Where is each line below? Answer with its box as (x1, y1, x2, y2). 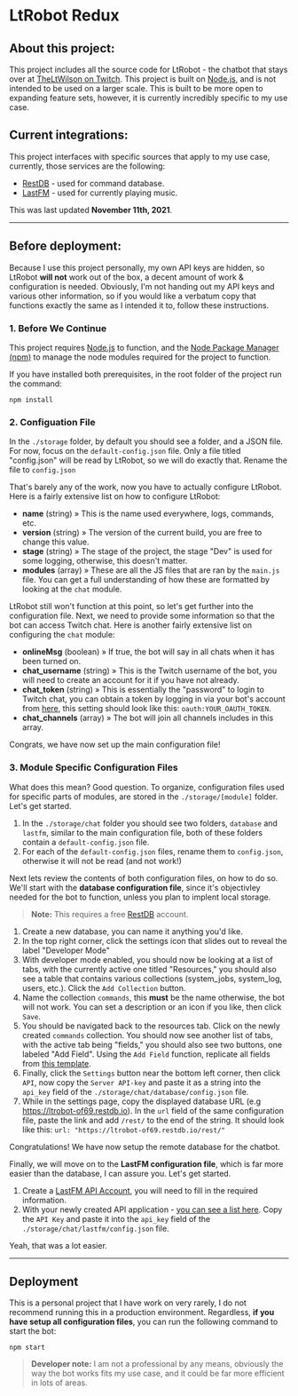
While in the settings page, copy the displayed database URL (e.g (21, 1096, 262, 1106)
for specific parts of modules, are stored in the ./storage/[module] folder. (9, 791, 278, 802)
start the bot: (9, 1326, 57, 1337)
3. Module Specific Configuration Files (9, 761, 179, 773)
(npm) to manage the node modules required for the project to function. (9, 352, 271, 362)
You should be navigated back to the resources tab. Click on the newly (21, 1020, 281, 1031)
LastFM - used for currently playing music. (21, 187, 178, 198)
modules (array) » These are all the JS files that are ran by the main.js (21, 565, 280, 575)
